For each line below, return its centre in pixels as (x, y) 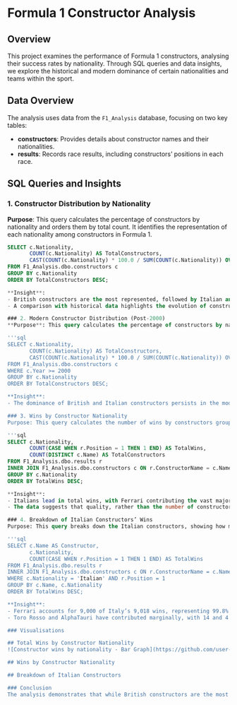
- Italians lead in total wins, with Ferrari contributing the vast (110, 500)
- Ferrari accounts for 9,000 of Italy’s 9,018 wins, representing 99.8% (118, 611)
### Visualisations (36, 630)
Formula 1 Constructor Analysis (102, 13)
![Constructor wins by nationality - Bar (69, 650)
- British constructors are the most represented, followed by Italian (115, 299)
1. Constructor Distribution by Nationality (79, 204)
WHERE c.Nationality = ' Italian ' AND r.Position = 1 (86, 579)
